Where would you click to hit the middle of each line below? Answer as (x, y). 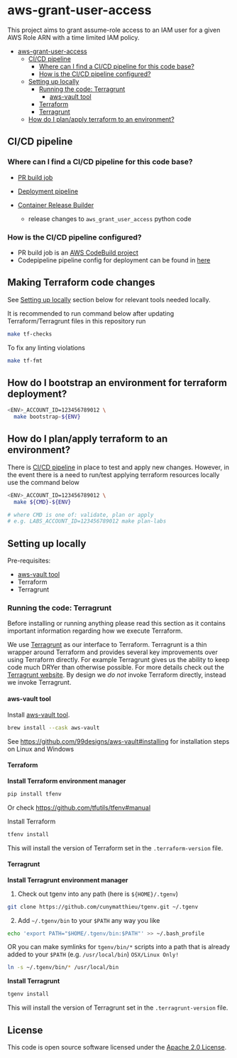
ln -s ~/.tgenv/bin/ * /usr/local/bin (63, 968)
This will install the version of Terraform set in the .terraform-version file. (115, 848)
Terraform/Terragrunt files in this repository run (77, 321)
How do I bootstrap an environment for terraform (117, 383)
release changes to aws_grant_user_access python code (110, 218)
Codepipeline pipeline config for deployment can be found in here (114, 260)
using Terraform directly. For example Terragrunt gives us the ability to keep (118, 660)
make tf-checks (30, 334)
